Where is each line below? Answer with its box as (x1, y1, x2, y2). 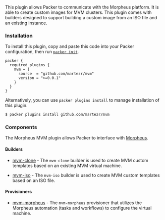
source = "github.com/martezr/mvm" (18, 71, 94, 76)
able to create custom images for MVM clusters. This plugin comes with (5, 9, 152, 15)
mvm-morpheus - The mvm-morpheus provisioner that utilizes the (12, 200, 142, 206)
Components (5, 124, 37, 131)
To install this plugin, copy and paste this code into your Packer (5, 44, 135, 49)
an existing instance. (5, 20, 48, 26)
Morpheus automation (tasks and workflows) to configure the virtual (12, 205, 152, 211)
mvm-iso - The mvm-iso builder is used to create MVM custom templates (12, 172, 160, 178)
